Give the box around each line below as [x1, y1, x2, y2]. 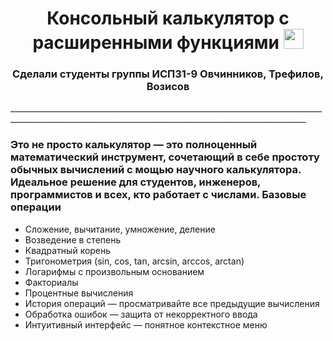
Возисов [146, 80, 190, 94]
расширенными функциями [32, 32, 280, 54]
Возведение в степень [24, 233, 122, 246]
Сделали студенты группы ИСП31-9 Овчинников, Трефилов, [12, 67, 324, 81]
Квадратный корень [24, 244, 112, 256]
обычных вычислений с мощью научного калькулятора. [10, 163, 302, 177]
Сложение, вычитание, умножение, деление [24, 223, 216, 235]
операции [10, 200, 62, 214]
